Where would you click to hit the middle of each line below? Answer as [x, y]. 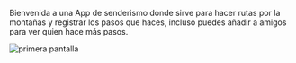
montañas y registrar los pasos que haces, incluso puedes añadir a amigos [148, 22]
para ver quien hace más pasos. [69, 31]
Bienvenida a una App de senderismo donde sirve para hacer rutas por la [145, 13]
